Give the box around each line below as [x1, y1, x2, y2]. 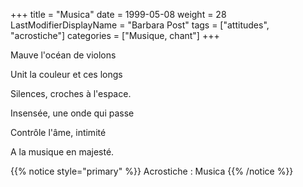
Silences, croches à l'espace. [10, 88, 132, 99]
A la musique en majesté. [10, 146, 115, 158]
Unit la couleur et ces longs [10, 69, 123, 80]
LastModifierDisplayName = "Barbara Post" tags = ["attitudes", [10, 19, 270, 31]
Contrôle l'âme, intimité [10, 127, 107, 138]
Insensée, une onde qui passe [10, 107, 135, 119]
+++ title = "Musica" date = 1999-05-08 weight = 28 [10, 9, 227, 20]
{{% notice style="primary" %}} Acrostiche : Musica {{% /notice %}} [10, 165, 294, 177]
